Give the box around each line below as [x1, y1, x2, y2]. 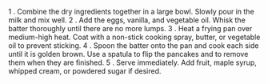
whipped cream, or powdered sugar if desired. [8, 66, 162, 75]
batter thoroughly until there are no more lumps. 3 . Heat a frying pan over [8, 24, 253, 33]
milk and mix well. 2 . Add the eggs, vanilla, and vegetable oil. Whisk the [8, 15, 246, 25]
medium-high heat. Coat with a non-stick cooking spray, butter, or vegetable [8, 32, 261, 42]
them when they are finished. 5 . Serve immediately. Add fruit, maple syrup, [8, 58, 258, 67]
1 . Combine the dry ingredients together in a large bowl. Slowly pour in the [8, 7, 254, 16]
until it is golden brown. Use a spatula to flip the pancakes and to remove [8, 50, 249, 58]
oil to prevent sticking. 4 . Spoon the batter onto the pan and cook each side [8, 41, 259, 50]
